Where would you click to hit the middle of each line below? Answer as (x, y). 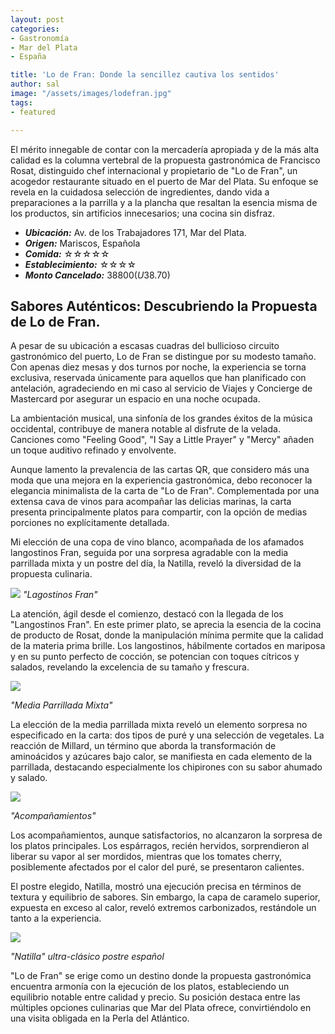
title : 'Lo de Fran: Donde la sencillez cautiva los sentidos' (145, 75)
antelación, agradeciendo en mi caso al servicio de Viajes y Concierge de (161, 388)
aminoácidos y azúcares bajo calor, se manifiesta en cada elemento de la (161, 757)
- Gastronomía (40, 38)
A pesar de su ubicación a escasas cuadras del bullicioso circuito (145, 346)
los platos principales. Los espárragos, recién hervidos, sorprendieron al (160, 846)
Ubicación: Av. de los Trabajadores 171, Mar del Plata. (135, 232)
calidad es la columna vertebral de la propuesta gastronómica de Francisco (165, 160)
